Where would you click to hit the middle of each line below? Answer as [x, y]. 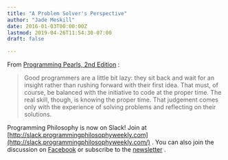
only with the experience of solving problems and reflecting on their [120, 107]
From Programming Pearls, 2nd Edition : [64, 65]
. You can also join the [183, 142]
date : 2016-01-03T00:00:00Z [47, 26]
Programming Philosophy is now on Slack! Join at [77, 128]
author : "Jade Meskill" [41, 20]
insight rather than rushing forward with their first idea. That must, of [121, 85]
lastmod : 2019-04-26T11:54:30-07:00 [59, 33]
